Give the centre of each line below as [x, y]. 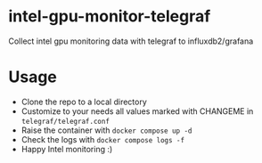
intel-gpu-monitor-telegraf [110, 16]
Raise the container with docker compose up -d [106, 130]
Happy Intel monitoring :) [67, 149]
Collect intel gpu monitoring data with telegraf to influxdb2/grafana [131, 41]
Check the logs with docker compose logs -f [102, 139]
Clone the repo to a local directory [84, 102]
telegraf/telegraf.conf [65, 121]
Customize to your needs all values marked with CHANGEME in [137, 111]
